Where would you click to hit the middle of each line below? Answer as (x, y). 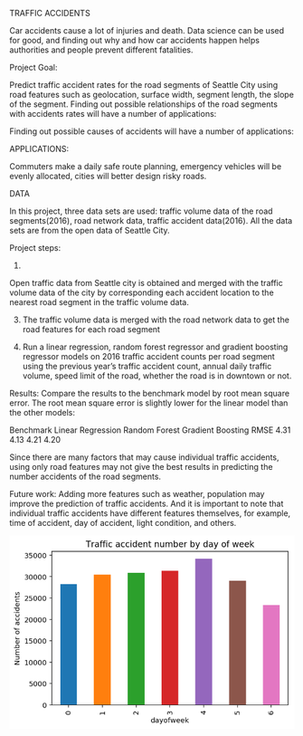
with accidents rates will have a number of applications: (113, 114)
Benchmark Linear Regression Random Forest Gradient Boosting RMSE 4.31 (150, 430)
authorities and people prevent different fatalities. (101, 50)
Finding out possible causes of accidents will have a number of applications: (151, 131)
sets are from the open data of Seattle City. (90, 230)
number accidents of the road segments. (85, 476)
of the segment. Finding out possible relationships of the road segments (144, 104)
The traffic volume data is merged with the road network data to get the (156, 320)
